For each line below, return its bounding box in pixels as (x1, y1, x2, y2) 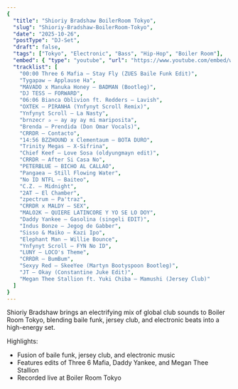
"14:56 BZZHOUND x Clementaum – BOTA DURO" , (19, 136, 153, 143)
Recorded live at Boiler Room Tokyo (16, 373, 121, 382)
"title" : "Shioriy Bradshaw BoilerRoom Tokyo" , (13, 17, 157, 24)
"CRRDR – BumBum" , (19, 256, 74, 263)
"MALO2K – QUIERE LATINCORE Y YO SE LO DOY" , (19, 209, 157, 217)
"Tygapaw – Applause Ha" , (19, 76, 97, 84)
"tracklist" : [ (13, 63, 58, 71)
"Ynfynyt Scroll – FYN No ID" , (19, 242, 112, 249)
